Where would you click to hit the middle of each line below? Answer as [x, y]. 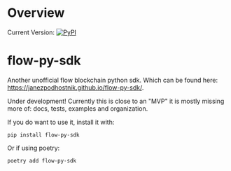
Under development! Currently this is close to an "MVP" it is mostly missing [116, 101]
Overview [36, 13]
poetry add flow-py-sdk [42, 160]
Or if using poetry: [34, 148]
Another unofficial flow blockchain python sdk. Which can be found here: [113, 80]
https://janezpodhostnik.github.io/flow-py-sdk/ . [76, 87]
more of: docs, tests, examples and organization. [78, 108]
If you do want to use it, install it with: [61, 122]
